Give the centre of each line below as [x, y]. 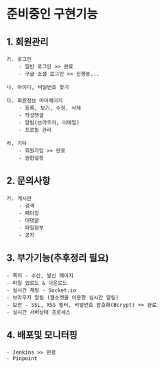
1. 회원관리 [27, 42]
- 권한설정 [31, 158]
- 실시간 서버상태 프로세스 [38, 312]
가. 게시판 [19, 198]
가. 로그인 [19, 59]
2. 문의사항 [28, 181]
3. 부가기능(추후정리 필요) [58, 258]
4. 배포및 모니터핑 [42, 335]
